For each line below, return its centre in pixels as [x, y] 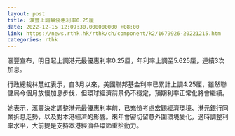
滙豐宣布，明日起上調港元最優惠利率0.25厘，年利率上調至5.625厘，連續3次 [116, 61]
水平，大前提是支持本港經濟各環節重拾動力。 [78, 125]
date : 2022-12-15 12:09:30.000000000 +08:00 [73, 27]
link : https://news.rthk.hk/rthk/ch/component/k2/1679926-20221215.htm [114, 33]
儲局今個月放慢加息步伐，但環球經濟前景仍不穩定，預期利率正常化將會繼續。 [118, 93]
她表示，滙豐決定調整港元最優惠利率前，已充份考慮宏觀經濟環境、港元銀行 [115, 108]
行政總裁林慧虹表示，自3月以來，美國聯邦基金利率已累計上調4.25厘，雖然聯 [117, 84]
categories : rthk [33, 40]
